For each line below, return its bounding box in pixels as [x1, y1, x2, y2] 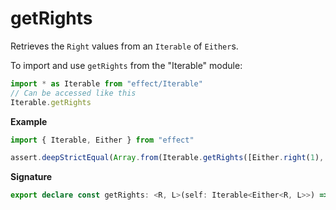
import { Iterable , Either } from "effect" [10, 135, 195, 145]
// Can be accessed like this [10, 88, 137, 98]
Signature [10, 171, 53, 183]
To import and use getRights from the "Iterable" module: [10, 59, 243, 71]
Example [10, 115, 48, 127]
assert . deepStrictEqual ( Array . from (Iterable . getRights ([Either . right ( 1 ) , [10, 153, 325, 163]
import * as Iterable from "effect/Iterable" [10, 78, 203, 89]
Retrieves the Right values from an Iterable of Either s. [10, 40, 239, 52]
